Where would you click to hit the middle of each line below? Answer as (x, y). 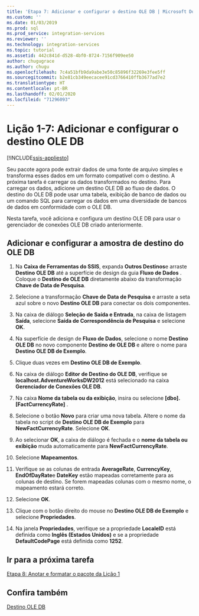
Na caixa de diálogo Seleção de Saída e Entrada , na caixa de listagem (101, 315)
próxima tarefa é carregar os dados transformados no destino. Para (89, 181)
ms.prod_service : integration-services (56, 34)
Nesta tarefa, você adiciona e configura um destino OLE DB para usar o (94, 218)
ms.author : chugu (28, 67)
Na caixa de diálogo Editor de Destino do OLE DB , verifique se (91, 374)
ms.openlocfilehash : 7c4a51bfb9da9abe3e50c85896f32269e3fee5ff (86, 72)
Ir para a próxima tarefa (50, 560)
